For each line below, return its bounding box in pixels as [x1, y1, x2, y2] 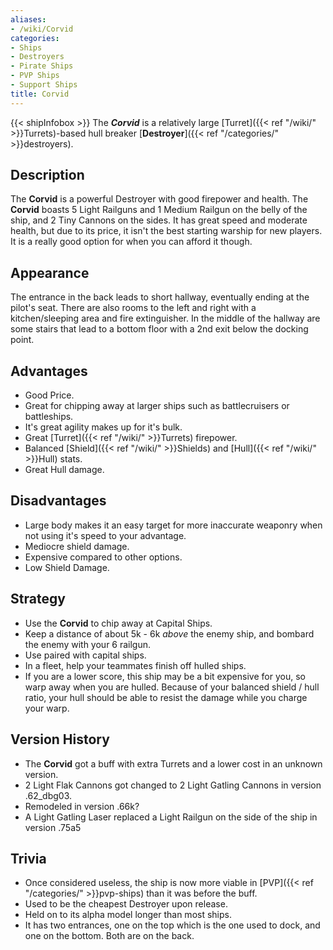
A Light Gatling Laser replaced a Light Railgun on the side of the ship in [24, 811, 318, 823]
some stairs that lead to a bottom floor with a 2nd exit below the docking [10, 323, 309, 335]
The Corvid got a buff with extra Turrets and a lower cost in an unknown [24, 757, 323, 770]
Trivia [10, 850, 47, 867]
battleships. [24, 411, 74, 423]
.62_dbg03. [24, 789, 73, 801]
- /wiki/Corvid [10, 24, 74, 34]
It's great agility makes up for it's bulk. [24, 421, 183, 433]
